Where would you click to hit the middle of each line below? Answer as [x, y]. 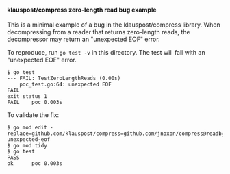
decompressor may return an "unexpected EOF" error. [84, 39]
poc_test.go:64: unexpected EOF [65, 85]
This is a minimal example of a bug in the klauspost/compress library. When [114, 25]
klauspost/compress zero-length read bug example [82, 10]
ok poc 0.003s [35, 164]
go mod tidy [30, 146]
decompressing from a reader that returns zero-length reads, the [99, 32]
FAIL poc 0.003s [35, 103]
